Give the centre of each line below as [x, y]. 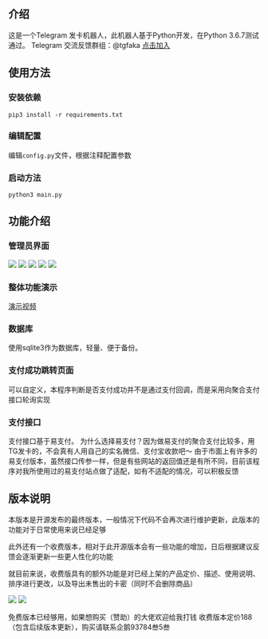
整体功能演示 [33, 287]
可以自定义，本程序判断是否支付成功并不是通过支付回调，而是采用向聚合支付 [134, 389]
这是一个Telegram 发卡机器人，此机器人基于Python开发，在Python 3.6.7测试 [134, 35]
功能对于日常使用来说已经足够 [57, 529]
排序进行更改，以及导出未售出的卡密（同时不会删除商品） [102, 583]
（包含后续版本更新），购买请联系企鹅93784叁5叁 [89, 627]
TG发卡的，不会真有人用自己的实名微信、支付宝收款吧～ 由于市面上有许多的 [133, 451]
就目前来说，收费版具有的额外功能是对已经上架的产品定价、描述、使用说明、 [134, 573]
